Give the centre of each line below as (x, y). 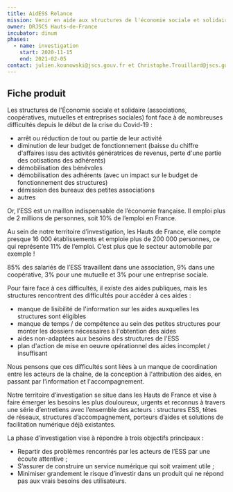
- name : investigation (46, 46)
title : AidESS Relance (40, 14)
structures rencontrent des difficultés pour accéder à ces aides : (99, 295)
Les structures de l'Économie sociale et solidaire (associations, (97, 110)
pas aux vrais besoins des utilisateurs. (72, 481)
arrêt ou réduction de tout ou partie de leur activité (89, 138)
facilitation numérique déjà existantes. (61, 425)
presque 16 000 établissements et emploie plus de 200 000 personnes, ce (114, 239)
